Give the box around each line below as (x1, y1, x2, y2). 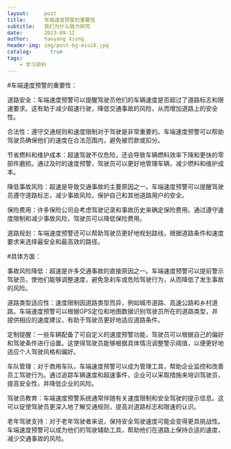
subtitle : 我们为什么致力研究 (7, 23, 91, 30)
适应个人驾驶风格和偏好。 (7, 347, 80, 355)
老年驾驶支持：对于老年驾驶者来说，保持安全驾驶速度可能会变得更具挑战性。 (7, 417, 224, 425)
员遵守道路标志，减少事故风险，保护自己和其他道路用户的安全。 (7, 190, 188, 199)
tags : (7, 55, 23, 62)
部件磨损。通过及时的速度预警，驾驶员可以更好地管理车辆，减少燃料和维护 (7, 159, 218, 167)
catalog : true (7, 49, 63, 56)
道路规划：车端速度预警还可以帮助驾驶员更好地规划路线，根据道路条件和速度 (7, 228, 224, 237)
